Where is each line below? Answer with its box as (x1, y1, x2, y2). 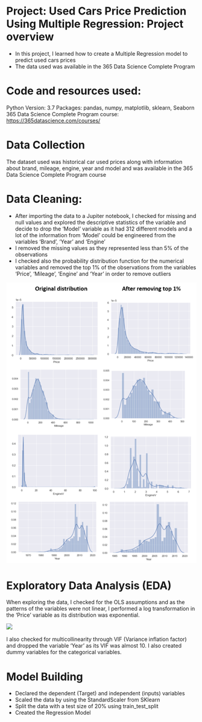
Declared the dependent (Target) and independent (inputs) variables (14, 690, 185, 697)
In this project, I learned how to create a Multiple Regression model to (14, 50, 188, 57)
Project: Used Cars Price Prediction (6, 4, 187, 18)
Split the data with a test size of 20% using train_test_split (14, 703, 159, 710)
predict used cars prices (14, 56, 76, 64)
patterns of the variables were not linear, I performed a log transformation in (6, 605, 195, 612)
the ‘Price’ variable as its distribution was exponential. (6, 611, 140, 619)
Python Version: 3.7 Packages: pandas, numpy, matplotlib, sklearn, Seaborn (6, 104, 195, 111)
